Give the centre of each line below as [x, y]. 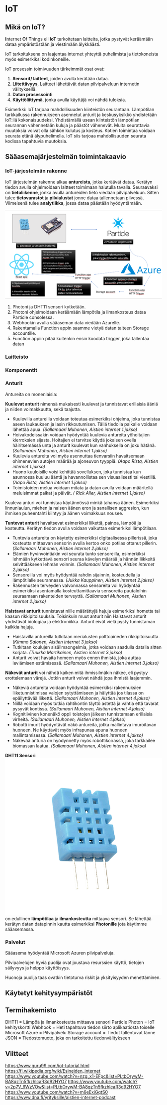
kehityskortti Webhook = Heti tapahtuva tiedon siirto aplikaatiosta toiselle [80, 1027]
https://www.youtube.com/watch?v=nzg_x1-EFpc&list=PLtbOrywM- [74, 1076]
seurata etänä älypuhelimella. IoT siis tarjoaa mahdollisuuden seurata [76, 136]
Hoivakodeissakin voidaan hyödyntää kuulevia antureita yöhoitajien [81, 434]
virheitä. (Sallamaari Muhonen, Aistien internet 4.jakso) [69, 719]
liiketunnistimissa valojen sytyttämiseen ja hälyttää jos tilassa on [78, 692]
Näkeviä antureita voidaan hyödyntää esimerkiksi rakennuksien [77, 688]
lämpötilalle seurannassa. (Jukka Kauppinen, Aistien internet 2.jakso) [83, 580]
